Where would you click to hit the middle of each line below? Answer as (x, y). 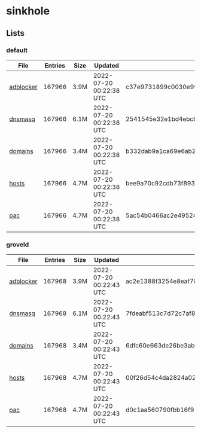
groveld (18, 245)
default (17, 50)
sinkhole (28, 11)
